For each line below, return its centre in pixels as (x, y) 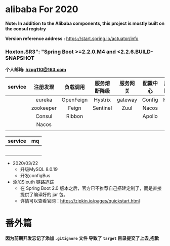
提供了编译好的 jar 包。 (44, 195)
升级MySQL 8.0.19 (39, 169)
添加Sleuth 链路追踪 (33, 182)
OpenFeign (75, 100)
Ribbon (75, 116)
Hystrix (102, 100)
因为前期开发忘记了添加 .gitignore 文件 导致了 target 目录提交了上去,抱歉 (82, 238)
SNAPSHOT (20, 58)
